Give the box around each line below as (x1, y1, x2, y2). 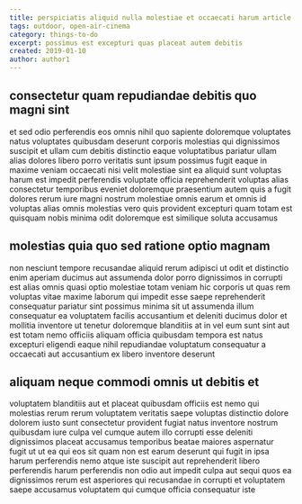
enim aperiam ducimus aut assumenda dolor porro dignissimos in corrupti (9, 272, 283, 283)
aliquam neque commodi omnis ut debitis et (9, 374, 260, 390)
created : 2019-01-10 (9, 47, 87, 56)
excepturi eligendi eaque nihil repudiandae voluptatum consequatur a (9, 338, 267, 349)
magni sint (9, 103, 70, 118)
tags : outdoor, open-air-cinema (9, 22, 130, 31)
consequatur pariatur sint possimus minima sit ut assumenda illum (9, 301, 254, 311)
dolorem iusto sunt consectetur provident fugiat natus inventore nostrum (9, 418, 279, 428)
